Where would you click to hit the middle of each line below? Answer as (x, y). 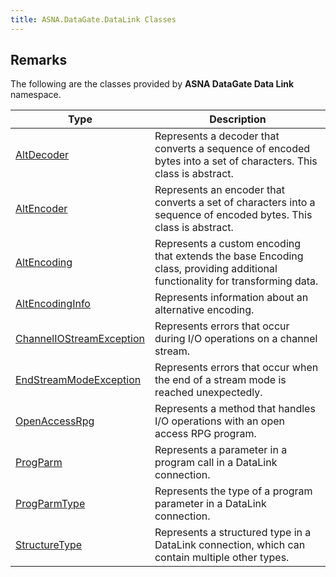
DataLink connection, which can (230, 545)
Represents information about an (231, 298)
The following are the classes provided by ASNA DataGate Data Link (152, 84)
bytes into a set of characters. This (236, 161)
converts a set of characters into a (235, 203)
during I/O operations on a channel (236, 339)
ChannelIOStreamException (80, 339)
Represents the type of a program (233, 491)
